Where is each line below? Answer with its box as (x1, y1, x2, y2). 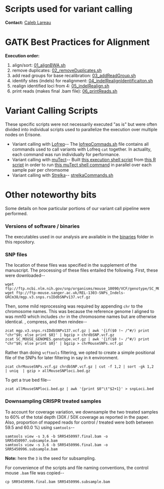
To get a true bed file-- (5, 377, 51, 383)
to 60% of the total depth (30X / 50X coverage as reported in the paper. (5, 414, 149, 420)
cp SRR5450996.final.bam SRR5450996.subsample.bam (5, 479, 110, 484)
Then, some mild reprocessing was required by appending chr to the (5, 303, 143, 309)
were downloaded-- (5, 273, 45, 278)
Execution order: (5, 53, 40, 59)
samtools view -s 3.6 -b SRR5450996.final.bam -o (5, 442, 108, 447)
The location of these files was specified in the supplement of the (5, 262, 137, 268)
